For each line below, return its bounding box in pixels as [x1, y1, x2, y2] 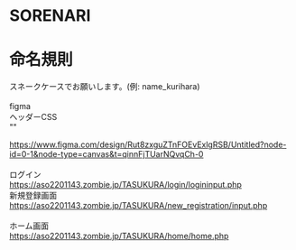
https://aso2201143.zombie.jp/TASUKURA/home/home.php [9, 231, 229, 242]
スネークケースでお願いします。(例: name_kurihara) [9, 81, 200, 92]
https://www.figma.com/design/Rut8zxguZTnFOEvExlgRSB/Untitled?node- [9, 139, 287, 150]
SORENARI [9, 5, 91, 26]
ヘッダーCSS [9, 112, 58, 123]
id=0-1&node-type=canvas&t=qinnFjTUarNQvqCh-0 [9, 149, 204, 160]
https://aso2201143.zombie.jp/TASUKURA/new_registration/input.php [9, 200, 268, 211]
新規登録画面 [9, 190, 57, 201]
